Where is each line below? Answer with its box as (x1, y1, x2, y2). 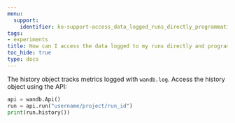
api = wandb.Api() (7, 96, 61, 103)
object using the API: (7, 82, 68, 91)
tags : (7, 29, 23, 37)
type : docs (7, 56, 39, 63)
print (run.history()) (7, 109, 71, 116)
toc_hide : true (7, 50, 52, 57)
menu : (7, 10, 23, 17)
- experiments (7, 36, 49, 43)
